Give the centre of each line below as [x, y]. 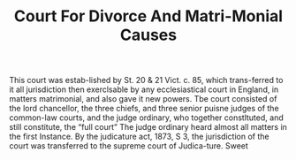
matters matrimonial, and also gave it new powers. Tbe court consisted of [143, 99]
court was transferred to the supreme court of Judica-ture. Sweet [129, 146]
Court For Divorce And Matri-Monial [148, 16]
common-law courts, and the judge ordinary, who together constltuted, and [147, 118]
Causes [148, 35]
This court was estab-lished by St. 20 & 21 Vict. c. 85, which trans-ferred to [146, 80]
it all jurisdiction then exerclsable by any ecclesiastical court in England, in [144, 89]
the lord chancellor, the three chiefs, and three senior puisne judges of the [144, 109]
